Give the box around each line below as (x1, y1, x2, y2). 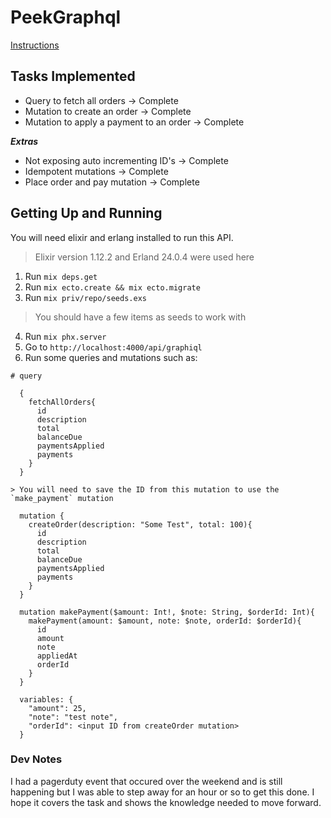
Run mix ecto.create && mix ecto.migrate (24, 281, 201, 293)
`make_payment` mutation (10, 493, 114, 503)
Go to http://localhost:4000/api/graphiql (24, 341, 203, 353)
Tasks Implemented (10, 68, 136, 85)
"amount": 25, (28, 703, 87, 713)
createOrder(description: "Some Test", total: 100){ (28, 519, 253, 530)
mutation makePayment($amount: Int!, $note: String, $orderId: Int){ (19, 607, 315, 617)
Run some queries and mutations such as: (24, 351, 198, 363)
